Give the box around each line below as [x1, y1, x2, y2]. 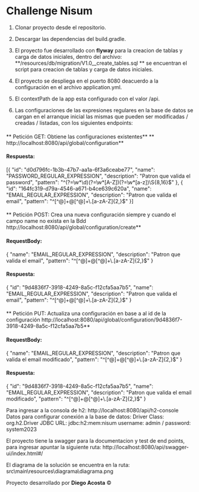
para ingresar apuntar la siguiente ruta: [6, 443, 102, 450]
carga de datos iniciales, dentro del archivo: [14, 53, 122, 60]
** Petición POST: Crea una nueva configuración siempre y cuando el [6, 211, 176, 218]
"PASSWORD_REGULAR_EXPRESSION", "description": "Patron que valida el [6, 172, 191, 179]
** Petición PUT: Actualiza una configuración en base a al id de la [6, 310, 166, 317]
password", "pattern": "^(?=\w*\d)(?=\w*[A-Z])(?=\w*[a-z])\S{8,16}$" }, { [6, 178, 183, 185]
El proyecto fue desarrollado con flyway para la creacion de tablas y [14, 46, 183, 54]
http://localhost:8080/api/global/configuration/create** [6, 224, 141, 231]
